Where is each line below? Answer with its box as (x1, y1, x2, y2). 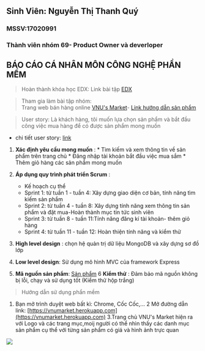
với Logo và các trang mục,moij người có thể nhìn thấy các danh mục (15, 320, 190, 327)
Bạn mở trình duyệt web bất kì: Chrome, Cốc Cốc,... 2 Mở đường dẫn (15, 300, 188, 308)
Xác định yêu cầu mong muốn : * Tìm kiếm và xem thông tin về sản (15, 146, 186, 153)
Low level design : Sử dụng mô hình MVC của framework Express (15, 258, 181, 266)
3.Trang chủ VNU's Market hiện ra (106, 313, 193, 321)
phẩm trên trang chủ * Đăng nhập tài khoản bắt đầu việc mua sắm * (15, 152, 186, 160)
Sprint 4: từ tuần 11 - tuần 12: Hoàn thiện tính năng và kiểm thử (24, 228, 182, 235)
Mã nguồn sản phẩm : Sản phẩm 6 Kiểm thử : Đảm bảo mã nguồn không (15, 270, 198, 278)
